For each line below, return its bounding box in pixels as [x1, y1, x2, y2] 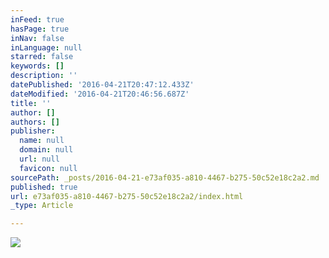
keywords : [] [10, 61, 65, 71]
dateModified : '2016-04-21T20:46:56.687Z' [10, 89, 190, 99]
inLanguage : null [10, 42, 83, 53]
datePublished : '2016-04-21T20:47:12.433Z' [10, 80, 195, 90]
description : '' [10, 71, 78, 81]
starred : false [10, 52, 74, 62]
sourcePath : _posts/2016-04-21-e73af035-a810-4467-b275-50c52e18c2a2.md [10, 172, 320, 183]
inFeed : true [10, 14, 65, 25]
